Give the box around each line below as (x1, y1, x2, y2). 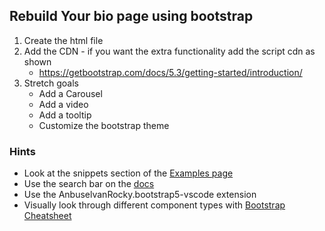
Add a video (38, 98, 89, 110)
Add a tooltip (38, 109, 92, 121)
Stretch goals (23, 77, 79, 89)
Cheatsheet (23, 210, 72, 222)
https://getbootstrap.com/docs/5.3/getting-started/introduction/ (38, 66, 303, 78)
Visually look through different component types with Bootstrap (23, 199, 286, 211)
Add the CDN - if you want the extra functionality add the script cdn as (23, 45, 316, 57)
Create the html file (23, 34, 104, 46)
